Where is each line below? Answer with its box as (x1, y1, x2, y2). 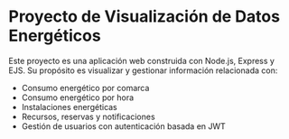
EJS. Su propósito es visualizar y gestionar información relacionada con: (8, 65, 278, 76)
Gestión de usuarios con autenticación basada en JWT (21, 120, 227, 132)
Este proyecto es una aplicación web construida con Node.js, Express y (8, 55, 275, 66)
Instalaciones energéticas (21, 101, 118, 112)
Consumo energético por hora (21, 92, 135, 103)
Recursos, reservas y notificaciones (21, 111, 155, 122)
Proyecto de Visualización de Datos (8, 6, 281, 27)
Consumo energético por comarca (21, 82, 150, 93)
